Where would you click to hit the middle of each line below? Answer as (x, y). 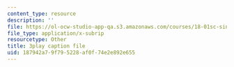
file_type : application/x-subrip (56, 33)
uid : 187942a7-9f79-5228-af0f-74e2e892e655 (71, 53)
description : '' (31, 20)
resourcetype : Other (37, 40)
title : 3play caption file (46, 46)
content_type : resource (42, 14)
